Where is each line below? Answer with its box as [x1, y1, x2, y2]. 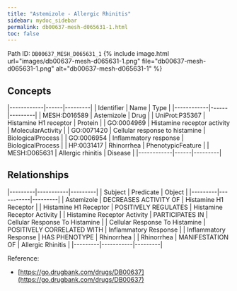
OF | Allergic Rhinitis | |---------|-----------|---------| [7, 240, 163, 249]
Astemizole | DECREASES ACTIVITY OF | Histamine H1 [65, 195, 224, 203]
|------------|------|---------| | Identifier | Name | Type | [7, 104, 171, 112]
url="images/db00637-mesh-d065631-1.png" [7, 57, 141, 66]
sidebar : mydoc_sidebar [7, 17, 78, 24]
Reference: [7, 254, 40, 262]
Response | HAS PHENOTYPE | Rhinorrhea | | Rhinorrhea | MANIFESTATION [7, 232, 229, 241]
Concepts [7, 85, 52, 97]
